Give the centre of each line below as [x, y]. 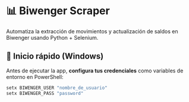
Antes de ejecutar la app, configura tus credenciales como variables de [95, 71]
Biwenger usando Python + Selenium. [52, 37]
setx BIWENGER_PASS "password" [45, 93]
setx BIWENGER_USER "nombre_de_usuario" [57, 88]
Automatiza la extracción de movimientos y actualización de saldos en [92, 31]
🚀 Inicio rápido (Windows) [55, 56]
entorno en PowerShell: [35, 76]
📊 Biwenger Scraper [58, 11]
